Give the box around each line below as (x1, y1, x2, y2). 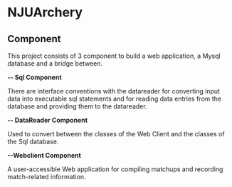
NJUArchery (7, 4, 83, 21)
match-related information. (7, 173, 86, 181)
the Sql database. (7, 137, 59, 146)
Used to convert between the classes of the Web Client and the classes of (7, 130, 226, 138)
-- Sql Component (7, 73, 62, 81)
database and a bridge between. (7, 59, 103, 68)
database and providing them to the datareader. (7, 102, 147, 111)
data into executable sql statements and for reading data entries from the (7, 94, 222, 103)
